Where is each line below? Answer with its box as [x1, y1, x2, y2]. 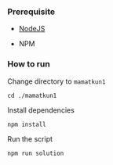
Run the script [7, 134, 53, 143]
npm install [7, 120, 46, 128]
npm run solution [7, 149, 64, 157]
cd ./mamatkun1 [7, 91, 57, 99]
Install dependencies [7, 105, 75, 115]
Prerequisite [7, 6, 56, 17]
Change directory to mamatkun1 [7, 77, 106, 86]
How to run [7, 59, 50, 70]
